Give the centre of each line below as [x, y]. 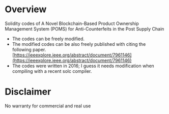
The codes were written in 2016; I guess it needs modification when [83, 66]
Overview [26, 9]
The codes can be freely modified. [48, 39]
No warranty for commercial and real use [48, 106]
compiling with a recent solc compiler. [52, 71]
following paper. [29, 49]
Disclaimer [28, 92]
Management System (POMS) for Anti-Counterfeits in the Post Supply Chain [84, 28]
